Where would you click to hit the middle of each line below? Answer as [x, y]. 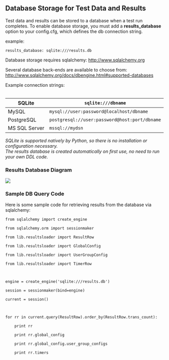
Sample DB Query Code [35, 194]
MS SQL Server [26, 128]
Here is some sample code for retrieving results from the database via [78, 205]
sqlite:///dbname [105, 103]
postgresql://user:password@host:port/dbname [105, 120]
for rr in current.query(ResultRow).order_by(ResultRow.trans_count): [81, 317]
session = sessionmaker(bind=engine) [45, 291]
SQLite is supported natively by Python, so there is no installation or [76, 140]
